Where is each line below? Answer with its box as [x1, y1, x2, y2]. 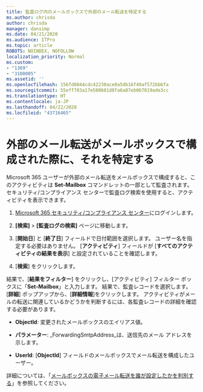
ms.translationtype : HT [6, 93, 66, 99]
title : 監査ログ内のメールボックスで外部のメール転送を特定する [6, 8, 147, 15]
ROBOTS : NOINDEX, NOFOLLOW [6, 48, 74, 54]
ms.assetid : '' [6, 76, 45, 82]
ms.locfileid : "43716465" [6, 110, 71, 116]
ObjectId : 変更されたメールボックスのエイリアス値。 [14, 318, 146, 326]
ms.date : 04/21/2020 [6, 31, 59, 37]
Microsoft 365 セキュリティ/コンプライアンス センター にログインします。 [14, 209, 197, 217]
